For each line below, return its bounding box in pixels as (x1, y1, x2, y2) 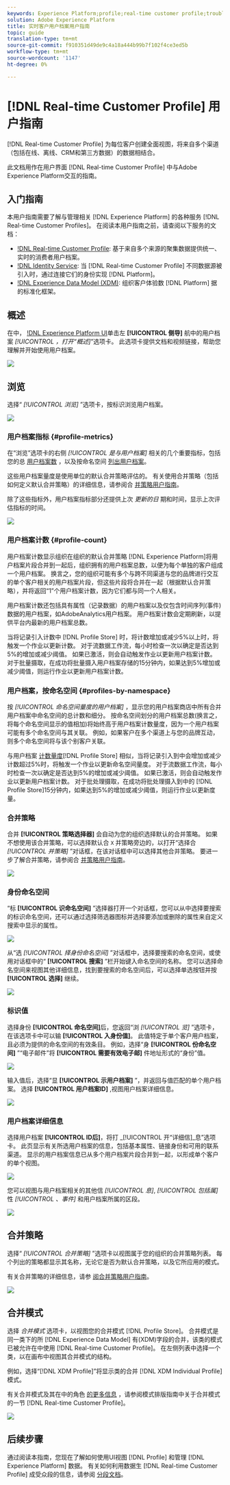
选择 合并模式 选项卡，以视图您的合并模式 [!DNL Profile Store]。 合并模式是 (7, 1327, 219, 1335)
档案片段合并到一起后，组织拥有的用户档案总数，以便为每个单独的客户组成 (12, 561, 223, 569)
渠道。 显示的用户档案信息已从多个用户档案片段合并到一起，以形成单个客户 (7, 1151, 219, 1159)
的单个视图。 (7, 1159, 43, 1167)
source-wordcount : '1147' (7, 55, 81, 62)
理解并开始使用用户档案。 (7, 346, 79, 354)
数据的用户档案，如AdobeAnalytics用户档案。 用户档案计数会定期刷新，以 (7, 609, 216, 617)
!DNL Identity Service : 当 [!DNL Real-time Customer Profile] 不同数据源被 (16, 262, 222, 270)
